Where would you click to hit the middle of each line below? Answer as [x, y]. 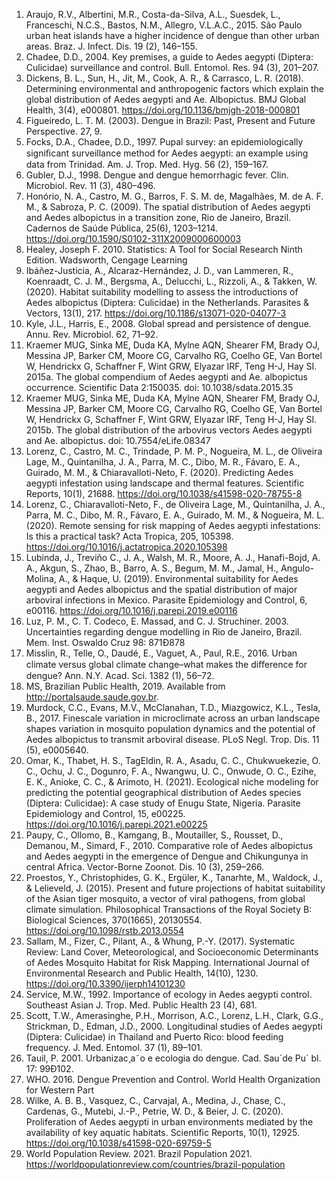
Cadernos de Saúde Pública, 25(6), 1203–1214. [122, 228]
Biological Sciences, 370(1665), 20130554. [114, 920]
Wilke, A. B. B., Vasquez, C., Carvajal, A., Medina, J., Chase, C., [155, 1100]
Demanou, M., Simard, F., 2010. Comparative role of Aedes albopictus [169, 845]
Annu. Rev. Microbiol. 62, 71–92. [92, 334]
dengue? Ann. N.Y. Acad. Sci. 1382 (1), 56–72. [120, 675]
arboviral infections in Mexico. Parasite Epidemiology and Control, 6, [166, 600]
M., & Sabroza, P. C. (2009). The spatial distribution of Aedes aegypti [168, 207]
